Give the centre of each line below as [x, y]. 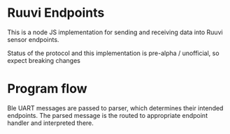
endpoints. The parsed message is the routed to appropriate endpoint [108, 115]
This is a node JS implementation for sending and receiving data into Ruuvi [115, 32]
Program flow [47, 89]
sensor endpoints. [33, 39]
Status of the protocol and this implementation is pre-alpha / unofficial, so [113, 53]
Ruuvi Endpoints [56, 13]
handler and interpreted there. [51, 123]
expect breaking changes [44, 60]
